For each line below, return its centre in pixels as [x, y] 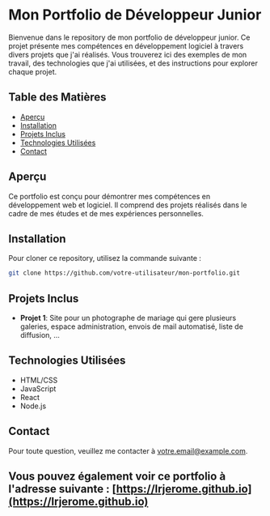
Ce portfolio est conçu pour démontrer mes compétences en [110, 196]
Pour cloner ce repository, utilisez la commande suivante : [105, 258]
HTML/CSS [39, 380]
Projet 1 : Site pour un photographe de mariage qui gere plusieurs [128, 318]
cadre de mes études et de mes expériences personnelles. [106, 213]
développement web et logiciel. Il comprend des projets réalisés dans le [128, 205]
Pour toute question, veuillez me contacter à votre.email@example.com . [128, 450]
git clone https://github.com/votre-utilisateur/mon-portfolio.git [124, 273]
